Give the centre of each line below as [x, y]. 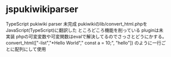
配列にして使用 [30, 49]
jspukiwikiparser [42, 9]
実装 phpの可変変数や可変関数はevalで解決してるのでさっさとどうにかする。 [86, 36]
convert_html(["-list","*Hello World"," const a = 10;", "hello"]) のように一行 [83, 43]
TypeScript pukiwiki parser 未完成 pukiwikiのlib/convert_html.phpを [77, 24]
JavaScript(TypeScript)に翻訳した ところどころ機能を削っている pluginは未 [85, 30]
